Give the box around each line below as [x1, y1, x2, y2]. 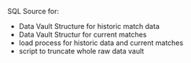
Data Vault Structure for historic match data [18, 22, 160, 30]
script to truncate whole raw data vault [18, 47, 145, 55]
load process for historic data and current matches [18, 38, 184, 47]
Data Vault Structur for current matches [18, 30, 147, 39]
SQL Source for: [7, 7, 60, 16]
